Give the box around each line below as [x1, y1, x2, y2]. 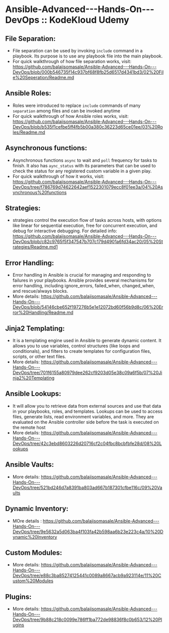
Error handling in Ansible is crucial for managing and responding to [12, 272, 151, 278]
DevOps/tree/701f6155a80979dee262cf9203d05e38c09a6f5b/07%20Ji [12, 369, 162, 376]
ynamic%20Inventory [12, 534, 57, 540]
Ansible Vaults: [5, 460, 54, 469]
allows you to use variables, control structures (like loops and [12, 343, 140, 349]
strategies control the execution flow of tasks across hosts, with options [12, 217, 162, 223]
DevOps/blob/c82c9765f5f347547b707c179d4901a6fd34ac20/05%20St [12, 238, 163, 245]
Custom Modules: [5, 548, 62, 557]
